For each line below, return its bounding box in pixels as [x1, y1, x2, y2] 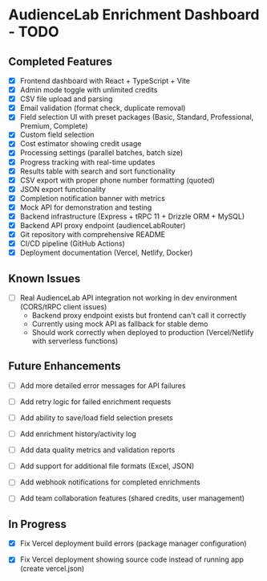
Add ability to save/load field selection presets [19, 413, 174, 423]
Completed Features [8, 55, 112, 68]
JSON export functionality [19, 184, 107, 194]
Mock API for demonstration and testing [19, 203, 152, 212]
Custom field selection [19, 130, 95, 140]
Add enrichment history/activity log [19, 429, 136, 439]
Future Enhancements [8, 359, 122, 373]
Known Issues [8, 272, 81, 285]
